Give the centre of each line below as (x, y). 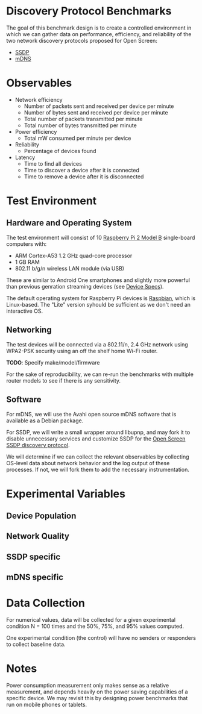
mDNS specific (35, 578)
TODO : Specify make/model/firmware (53, 362)
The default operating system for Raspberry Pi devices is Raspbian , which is (101, 298)
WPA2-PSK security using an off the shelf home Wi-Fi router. (82, 351)
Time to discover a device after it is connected (82, 170)
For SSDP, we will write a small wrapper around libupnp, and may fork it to (98, 432)
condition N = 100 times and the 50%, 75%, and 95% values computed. (95, 626)
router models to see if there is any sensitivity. (64, 380)
